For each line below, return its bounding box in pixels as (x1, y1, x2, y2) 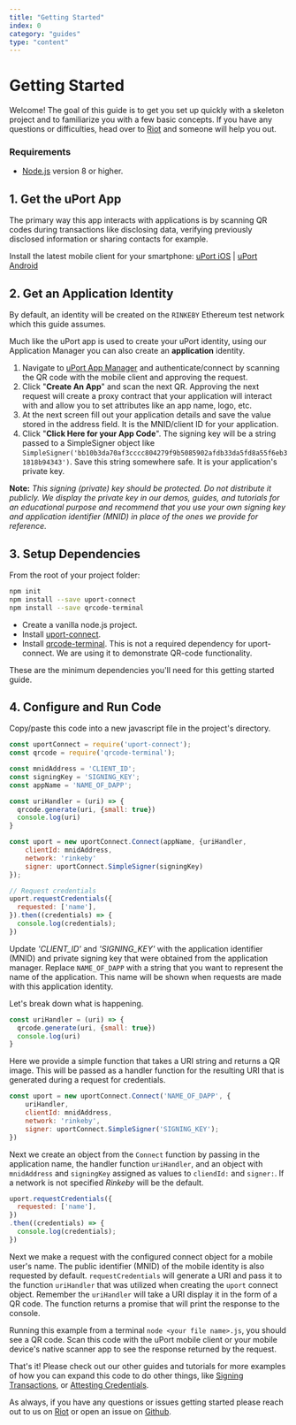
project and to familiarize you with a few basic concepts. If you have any (9, 114, 272, 125)
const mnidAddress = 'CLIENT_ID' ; (9, 764, 137, 774)
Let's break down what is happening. (9, 998, 144, 1008)
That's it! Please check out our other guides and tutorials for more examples (9, 1360, 286, 1371)
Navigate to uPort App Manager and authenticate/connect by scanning (21, 363, 280, 373)
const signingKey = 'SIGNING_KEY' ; (9, 772, 140, 781)
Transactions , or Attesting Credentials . (9, 1379, 149, 1390)
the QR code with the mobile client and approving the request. (21, 372, 248, 383)
